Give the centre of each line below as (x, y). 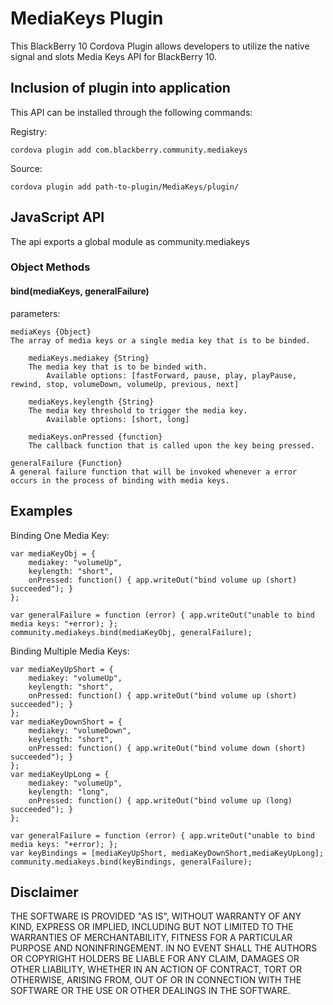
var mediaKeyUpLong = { (60, 774)
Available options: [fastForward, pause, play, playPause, (172, 375)
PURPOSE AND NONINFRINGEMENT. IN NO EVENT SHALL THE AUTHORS (164, 948)
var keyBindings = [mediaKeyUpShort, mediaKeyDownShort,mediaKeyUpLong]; (167, 853)
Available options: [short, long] (118, 419)
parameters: (35, 313)
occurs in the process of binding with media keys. (120, 480)
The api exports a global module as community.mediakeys (130, 241)
